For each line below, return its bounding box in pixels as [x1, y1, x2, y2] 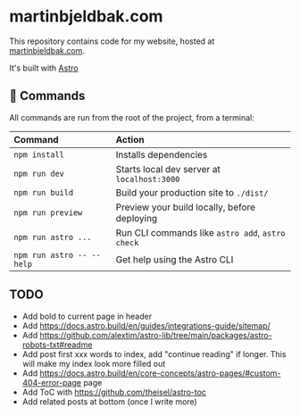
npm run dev [13, 168, 65, 179]
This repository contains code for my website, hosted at [9, 36, 215, 46]
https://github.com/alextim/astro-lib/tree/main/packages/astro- [39, 329, 272, 340]
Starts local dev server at [115, 162, 221, 175]
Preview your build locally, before [115, 201, 256, 213]
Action [115, 133, 145, 146]
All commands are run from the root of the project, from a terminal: [9, 112, 254, 122]
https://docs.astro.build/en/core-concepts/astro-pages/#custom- [39, 368, 281, 379]
